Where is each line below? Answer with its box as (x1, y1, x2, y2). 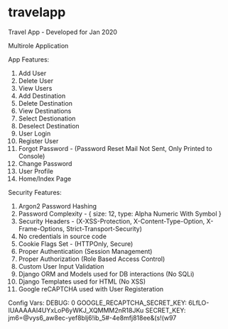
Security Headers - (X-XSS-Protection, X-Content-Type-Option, (18, 217, 205, 225)
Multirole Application (8, 41, 69, 50)
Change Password (18, 159, 72, 167)
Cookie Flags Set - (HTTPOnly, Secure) (18, 239, 134, 248)
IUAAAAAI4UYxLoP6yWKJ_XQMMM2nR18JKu (8, 306, 144, 314)
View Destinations (18, 106, 72, 115)
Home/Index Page (18, 174, 72, 183)
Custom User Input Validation (18, 262, 104, 270)
